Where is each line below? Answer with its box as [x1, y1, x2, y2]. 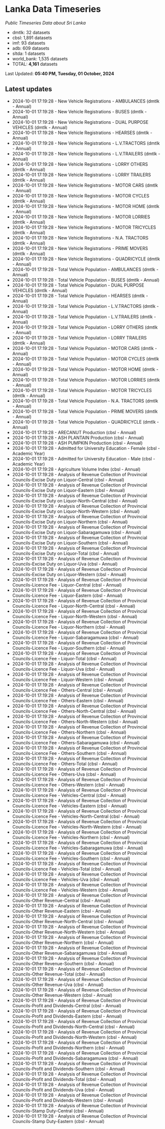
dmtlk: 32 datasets [12, 29, 50, 35]
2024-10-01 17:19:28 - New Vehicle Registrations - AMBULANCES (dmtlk [12, 98, 160, 104]
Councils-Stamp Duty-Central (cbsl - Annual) [12, 1108, 104, 1114]
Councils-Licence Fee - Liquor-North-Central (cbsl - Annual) [12, 603, 135, 609]
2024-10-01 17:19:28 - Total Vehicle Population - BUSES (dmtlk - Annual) [12, 277, 160, 283]
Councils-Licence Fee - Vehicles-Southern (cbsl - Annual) [12, 855, 131, 861]
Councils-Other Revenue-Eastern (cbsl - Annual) [12, 908, 111, 914]
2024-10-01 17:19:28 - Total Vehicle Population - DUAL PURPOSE [12, 282, 144, 288]
